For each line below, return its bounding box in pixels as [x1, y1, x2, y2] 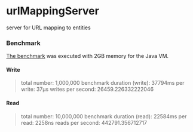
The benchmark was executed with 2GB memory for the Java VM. [6, 53, 169, 60]
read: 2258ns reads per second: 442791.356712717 [20, 119, 148, 126]
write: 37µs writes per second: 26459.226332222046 [20, 85, 154, 93]
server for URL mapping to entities [6, 24, 91, 31]
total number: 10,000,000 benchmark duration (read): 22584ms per [20, 112, 187, 120]
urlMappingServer [6, 4, 100, 18]
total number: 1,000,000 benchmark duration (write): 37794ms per [20, 79, 185, 87]
